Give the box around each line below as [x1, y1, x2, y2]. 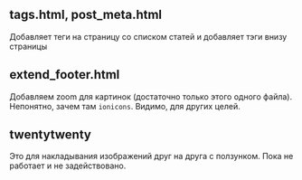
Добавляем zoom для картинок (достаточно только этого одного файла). [9, 90, 292, 102]
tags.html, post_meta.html [9, 7, 163, 23]
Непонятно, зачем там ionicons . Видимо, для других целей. [9, 100, 241, 111]
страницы [9, 41, 48, 52]
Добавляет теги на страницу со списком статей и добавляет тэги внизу [9, 31, 288, 42]
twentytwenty [9, 127, 92, 143]
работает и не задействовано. [9, 160, 127, 171]
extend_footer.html [9, 67, 120, 82]
